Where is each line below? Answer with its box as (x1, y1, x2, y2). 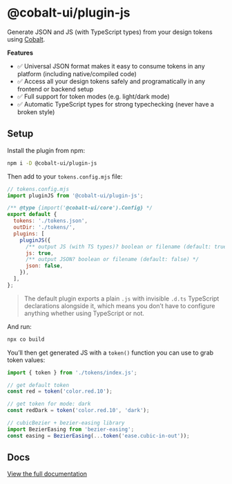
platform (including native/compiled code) (17, 69, 137, 78)
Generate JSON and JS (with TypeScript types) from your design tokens (7, 28, 213, 36)
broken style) (17, 107, 55, 116)
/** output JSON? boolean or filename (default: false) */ (25, 256, 199, 263)
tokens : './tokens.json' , (13, 217, 88, 224)
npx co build (7, 336, 45, 343)
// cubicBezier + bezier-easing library (7, 420, 126, 427)
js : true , (25, 249, 54, 257)
